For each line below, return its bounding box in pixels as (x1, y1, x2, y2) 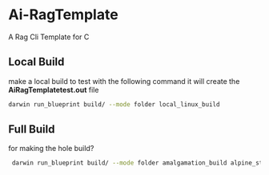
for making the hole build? (8, 144, 94, 153)
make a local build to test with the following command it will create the (8, 76, 240, 86)
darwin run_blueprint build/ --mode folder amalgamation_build (11, 159, 227, 167)
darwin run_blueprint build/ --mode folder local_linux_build (8, 100, 220, 109)
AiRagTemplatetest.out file (8, 85, 99, 94)
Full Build (8, 122, 55, 137)
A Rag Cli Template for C (8, 32, 90, 42)
